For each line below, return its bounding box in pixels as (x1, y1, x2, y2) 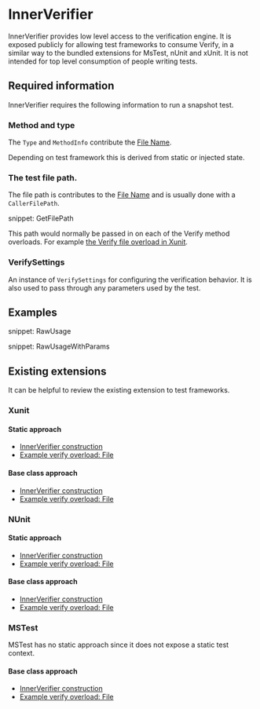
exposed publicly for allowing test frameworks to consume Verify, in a (8, 39, 234, 49)
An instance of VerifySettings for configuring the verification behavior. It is (8, 275, 253, 284)
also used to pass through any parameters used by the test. (8, 283, 201, 292)
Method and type (8, 119, 75, 130)
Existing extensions (8, 364, 107, 378)
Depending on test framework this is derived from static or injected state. (8, 153, 245, 163)
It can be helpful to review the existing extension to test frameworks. (8, 386, 230, 395)
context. (8, 649, 35, 658)
